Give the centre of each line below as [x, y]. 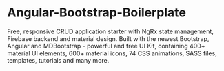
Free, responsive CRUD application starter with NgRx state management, [110, 31]
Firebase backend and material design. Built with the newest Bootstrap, [108, 38]
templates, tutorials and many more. [58, 60]
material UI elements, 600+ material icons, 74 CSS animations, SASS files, [112, 53]
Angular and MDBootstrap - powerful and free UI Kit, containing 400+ [106, 46]
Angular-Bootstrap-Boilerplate [96, 13]
